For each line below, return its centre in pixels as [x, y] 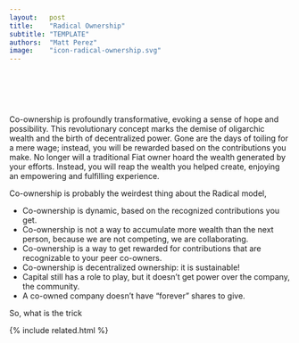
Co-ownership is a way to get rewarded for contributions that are [141, 249]
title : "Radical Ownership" [67, 26]
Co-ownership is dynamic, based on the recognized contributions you [151, 211]
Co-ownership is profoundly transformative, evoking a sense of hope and [144, 119]
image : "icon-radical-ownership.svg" [86, 51]
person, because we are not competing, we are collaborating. [135, 239]
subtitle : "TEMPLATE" [50, 34]
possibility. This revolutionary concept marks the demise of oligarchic [137, 129]
